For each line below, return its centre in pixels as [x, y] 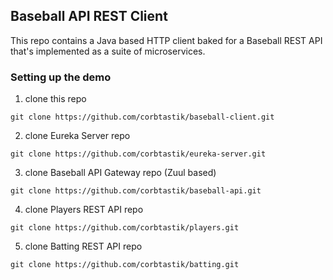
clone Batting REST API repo [83, 246]
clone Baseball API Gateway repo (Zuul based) [120, 173]
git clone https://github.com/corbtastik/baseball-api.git [136, 191]
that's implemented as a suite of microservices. [108, 51]
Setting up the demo [61, 77]
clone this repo [55, 99]
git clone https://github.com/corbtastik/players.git [125, 228]
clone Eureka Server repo [77, 136]
